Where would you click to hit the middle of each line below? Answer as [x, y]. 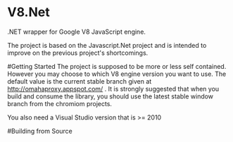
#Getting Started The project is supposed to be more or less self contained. [117, 66]
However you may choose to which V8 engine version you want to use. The [117, 74]
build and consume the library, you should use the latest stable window [110, 96]
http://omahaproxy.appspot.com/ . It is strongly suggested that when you [113, 89]
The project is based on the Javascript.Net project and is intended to [107, 45]
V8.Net [29, 12]
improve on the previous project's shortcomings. [78, 53]
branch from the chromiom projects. [60, 103]
